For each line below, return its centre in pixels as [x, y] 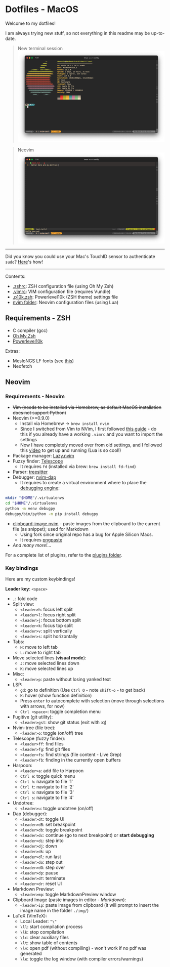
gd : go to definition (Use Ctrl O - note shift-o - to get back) [83, 690]
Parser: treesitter [30, 472]
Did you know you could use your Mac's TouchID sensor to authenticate [80, 256]
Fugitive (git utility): [33, 717]
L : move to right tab [40, 653]
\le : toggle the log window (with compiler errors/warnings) [81, 959]
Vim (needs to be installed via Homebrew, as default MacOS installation [87, 407]
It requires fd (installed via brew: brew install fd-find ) [78, 467]
